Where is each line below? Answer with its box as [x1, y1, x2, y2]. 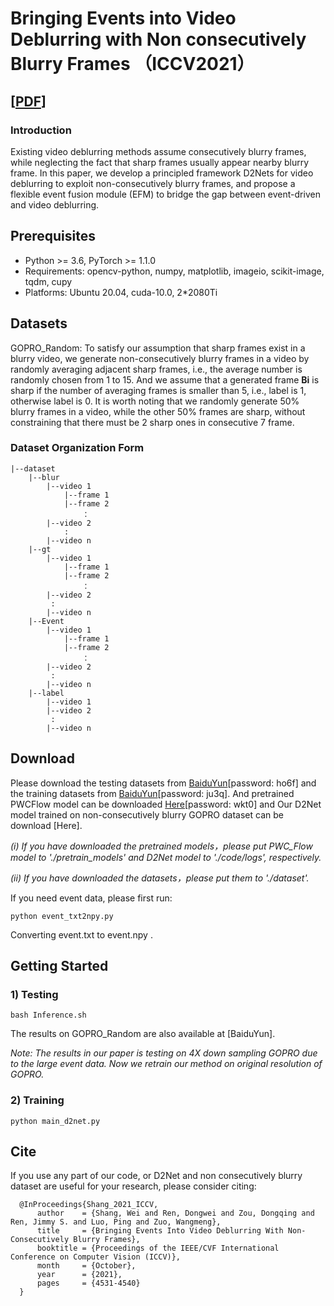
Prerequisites [10, 228, 96, 245]
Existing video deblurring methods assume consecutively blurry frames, [10, 145, 307, 157]
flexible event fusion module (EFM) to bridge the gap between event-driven [10, 188, 321, 200]
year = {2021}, [36, 1270, 123, 1280]
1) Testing [10, 987, 59, 1001]
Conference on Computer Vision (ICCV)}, [10, 1252, 182, 1262]
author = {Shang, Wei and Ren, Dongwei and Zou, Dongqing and [36, 1208, 315, 1219]
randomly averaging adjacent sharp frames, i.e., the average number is [10, 363, 303, 375]
